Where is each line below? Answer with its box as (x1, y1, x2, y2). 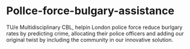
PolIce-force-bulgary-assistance (6, 4, 174, 18)
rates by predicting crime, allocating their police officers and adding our (6, 30, 185, 37)
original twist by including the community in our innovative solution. (6, 36, 173, 43)
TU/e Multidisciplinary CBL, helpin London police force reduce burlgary (6, 24, 183, 31)
